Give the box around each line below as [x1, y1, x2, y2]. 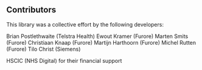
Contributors [6, 5, 57, 15]
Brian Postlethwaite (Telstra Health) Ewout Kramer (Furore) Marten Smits [6, 33, 189, 40]
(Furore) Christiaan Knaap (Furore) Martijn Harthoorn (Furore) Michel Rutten [6, 39, 197, 46]
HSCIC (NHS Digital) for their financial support [6, 57, 122, 64]
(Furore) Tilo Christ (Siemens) [6, 45, 81, 52]
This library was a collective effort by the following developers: [6, 21, 164, 28]
